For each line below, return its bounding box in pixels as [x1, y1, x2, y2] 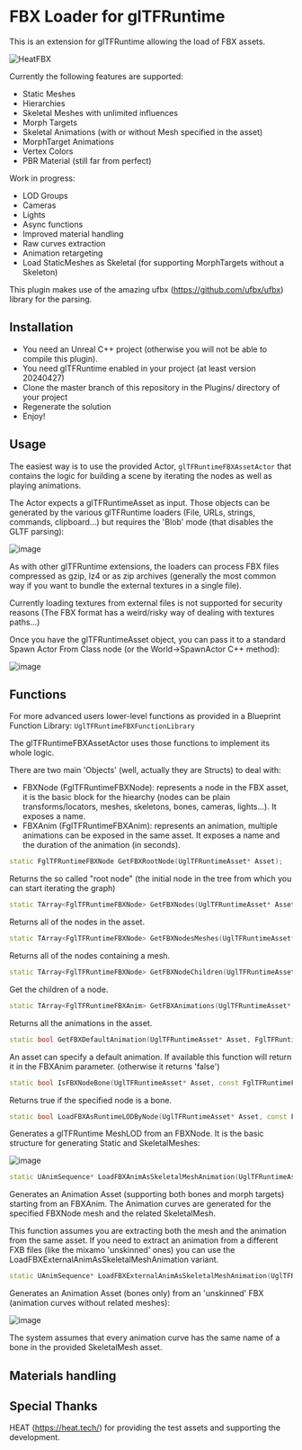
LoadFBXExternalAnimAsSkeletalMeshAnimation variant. [9, 1254, 219, 1265]
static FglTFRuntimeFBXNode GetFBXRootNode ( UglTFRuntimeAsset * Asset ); [9, 857, 283, 866]
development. [9, 1432, 60, 1443]
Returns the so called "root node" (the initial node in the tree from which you [9, 873, 292, 884]
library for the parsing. [9, 293, 93, 304]
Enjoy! [22, 410, 46, 421]
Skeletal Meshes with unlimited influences [22, 107, 178, 118]
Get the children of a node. [9, 984, 109, 995]
